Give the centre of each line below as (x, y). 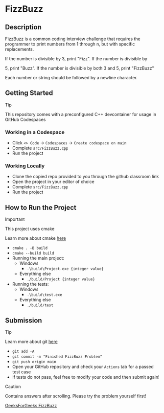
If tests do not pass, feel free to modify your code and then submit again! (86, 377)
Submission (24, 320)
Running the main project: (38, 258)
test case (21, 372)
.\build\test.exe (44, 295)
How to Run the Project (41, 207)
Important (15, 219)
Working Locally (25, 166)
